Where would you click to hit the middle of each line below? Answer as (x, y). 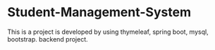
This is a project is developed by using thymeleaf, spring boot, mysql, (108, 32)
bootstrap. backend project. (48, 39)
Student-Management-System (99, 12)
